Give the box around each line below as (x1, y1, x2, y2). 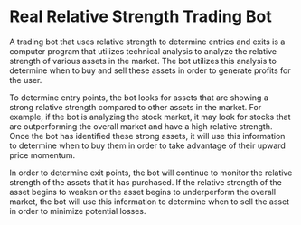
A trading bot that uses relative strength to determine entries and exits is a (9, 36, 286, 47)
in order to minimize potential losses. (9, 205, 146, 216)
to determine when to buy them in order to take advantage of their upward (9, 140, 287, 151)
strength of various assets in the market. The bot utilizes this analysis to (9, 55, 277, 66)
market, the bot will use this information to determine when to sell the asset (9, 196, 290, 207)
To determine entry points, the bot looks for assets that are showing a (9, 92, 269, 103)
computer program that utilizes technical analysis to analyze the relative (9, 45, 277, 56)
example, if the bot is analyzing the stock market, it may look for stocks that (9, 111, 291, 122)
